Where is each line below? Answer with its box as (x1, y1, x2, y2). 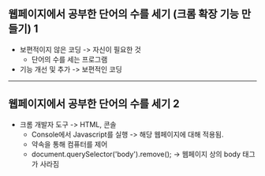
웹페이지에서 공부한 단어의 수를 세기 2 (8, 97, 180, 110)
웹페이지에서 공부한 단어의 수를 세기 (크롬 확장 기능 (8, 7, 239, 21)
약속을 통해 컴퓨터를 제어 (31, 139, 108, 148)
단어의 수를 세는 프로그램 (31, 54, 108, 64)
